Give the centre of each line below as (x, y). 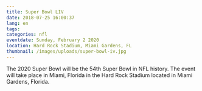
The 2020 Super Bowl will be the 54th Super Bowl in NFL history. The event (101, 69)
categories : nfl (27, 35)
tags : (13, 29)
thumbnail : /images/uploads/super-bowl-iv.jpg (66, 52)
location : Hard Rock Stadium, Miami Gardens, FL (69, 46)
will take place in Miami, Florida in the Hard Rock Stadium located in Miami (99, 75)
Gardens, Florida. (28, 81)
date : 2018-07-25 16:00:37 (40, 18)
